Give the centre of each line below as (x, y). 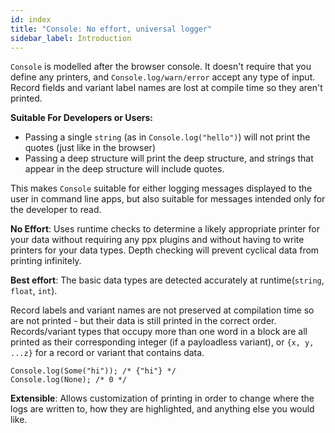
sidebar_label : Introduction (71, 38)
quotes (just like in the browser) (90, 148)
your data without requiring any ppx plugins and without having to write (157, 240)
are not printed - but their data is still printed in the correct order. (143, 321)
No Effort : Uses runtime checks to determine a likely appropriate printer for (165, 229)
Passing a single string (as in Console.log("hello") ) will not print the (167, 137)
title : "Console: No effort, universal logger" (111, 29)
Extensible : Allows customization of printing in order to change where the (162, 398)
